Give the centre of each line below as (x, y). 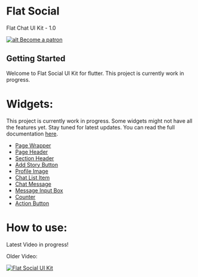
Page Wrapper (33, 145)
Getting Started (36, 59)
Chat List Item (32, 177)
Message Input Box (39, 190)
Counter (25, 197)
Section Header (34, 158)
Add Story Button (37, 165)
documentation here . (32, 134)
